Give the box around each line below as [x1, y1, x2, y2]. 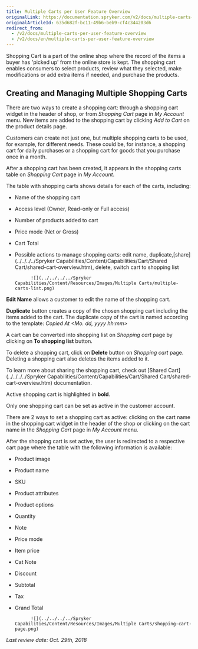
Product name [14, 466, 49, 473]
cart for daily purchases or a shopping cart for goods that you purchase [6, 147, 180, 154]
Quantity [14, 512, 36, 520]
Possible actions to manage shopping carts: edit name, [14, 251, 148, 258]
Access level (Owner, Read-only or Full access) [14, 205, 130, 212]
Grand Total [14, 604, 44, 611]
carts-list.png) [14, 285, 55, 291]
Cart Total [14, 239, 39, 246]
